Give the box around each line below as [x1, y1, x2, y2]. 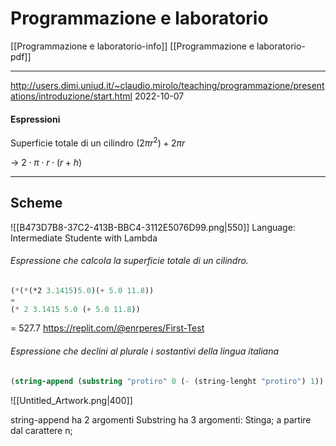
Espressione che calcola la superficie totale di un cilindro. [10, 255, 249, 267]
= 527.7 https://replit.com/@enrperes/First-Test [10, 322, 205, 334]
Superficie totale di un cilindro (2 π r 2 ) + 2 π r [10, 135, 186, 149]
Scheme [10, 195, 63, 212]
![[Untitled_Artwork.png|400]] [10, 394, 133, 406]
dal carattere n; [10, 424, 73, 436]
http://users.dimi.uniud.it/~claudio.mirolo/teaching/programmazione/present [10, 79, 325, 91]
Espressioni [10, 113, 61, 125]
